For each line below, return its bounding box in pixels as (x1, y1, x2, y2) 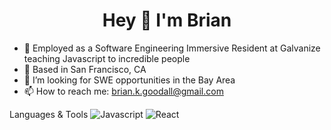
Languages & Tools (9, 108, 89, 120)
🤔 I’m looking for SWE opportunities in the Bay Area (23, 74, 236, 86)
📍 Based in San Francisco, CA (23, 63, 147, 75)
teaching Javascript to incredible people (23, 52, 191, 64)
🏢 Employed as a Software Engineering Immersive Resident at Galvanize (23, 42, 321, 54)
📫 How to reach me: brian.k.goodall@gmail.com (23, 85, 224, 97)
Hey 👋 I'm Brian (102, 9, 232, 32)
